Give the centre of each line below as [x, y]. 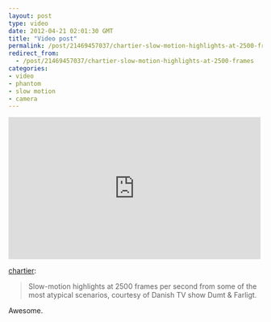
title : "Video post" [43, 38]
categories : [28, 69]
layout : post [30, 16]
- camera [23, 99]
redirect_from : [34, 53]
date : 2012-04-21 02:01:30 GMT [61, 31]
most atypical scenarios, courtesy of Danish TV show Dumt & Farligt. [142, 295]
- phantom [25, 83]
